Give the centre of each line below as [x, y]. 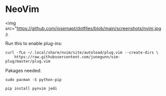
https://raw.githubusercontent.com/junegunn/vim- [67, 57]
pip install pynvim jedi [31, 88]
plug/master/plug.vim [28, 61]
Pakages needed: [23, 70]
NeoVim [22, 9]
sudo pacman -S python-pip [33, 79]
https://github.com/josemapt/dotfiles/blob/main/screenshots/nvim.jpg [89, 28]
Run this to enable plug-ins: [34, 43]
